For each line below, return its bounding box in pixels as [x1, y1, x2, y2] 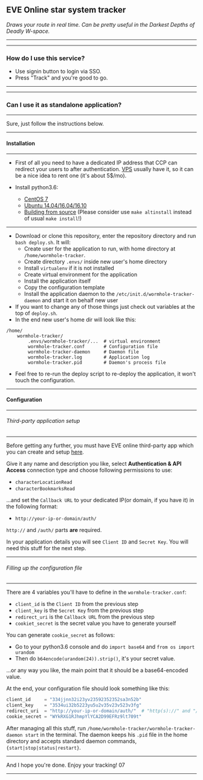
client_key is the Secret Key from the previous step [14, 607, 144, 614]
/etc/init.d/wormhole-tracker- [115, 291, 195, 297]
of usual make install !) [24, 215, 82, 222]
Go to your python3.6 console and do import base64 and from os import [14, 643, 195, 651]
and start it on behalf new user [42, 297, 118, 304]
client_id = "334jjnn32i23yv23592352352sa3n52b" [6, 697, 142, 703]
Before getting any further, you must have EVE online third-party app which [6, 442, 194, 449]
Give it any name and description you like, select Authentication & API [6, 460, 182, 468]
